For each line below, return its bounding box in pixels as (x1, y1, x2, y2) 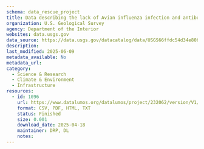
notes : (17, 133, 34, 140)
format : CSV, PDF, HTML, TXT (17, 105, 91, 111)
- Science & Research (12, 71, 67, 77)
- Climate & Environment (12, 77, 75, 83)
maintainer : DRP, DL (17, 128, 69, 134)
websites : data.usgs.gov (6, 32, 69, 38)
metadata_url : (6, 60, 42, 66)
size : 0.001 (17, 116, 47, 122)
